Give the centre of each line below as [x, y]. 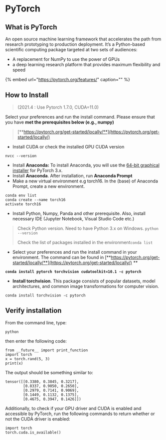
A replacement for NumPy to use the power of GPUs [66, 59]
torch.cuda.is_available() [33, 432]
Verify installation [33, 311]
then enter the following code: [36, 341]
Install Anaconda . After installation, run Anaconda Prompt [72, 175]
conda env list [21, 195]
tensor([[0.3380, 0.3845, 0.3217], [42, 382]
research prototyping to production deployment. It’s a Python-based [75, 44]
